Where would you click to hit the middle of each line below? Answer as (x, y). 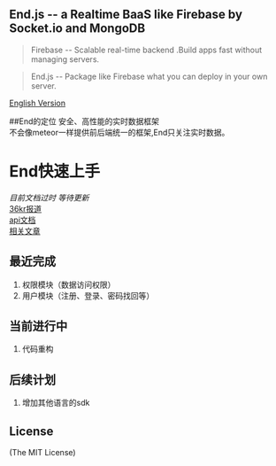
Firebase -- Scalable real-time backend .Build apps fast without (146, 50)
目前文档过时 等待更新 (49, 198)
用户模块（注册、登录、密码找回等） (88, 295)
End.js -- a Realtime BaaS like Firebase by (126, 15)
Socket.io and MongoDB (77, 29)
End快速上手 (55, 171)
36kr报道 (26, 208)
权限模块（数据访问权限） (69, 284)
